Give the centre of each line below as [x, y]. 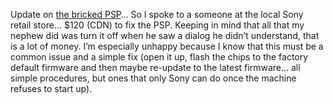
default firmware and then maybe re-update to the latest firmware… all [155, 67]
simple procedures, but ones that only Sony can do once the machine [153, 78]
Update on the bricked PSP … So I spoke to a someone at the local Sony [157, 14]
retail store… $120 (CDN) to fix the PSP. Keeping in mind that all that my [157, 25]
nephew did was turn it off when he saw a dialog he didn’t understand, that [165, 35]
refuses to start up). [51, 88]
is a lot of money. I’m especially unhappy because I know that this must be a [167, 46]
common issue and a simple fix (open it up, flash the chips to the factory [159, 57]
